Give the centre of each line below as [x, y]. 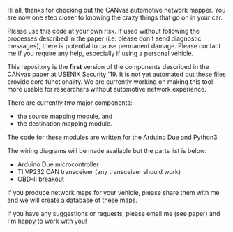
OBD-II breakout [41, 179]
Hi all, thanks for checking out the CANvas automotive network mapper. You [116, 10]
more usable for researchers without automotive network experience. [107, 89]
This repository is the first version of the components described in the [108, 67]
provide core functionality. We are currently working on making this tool [110, 82]
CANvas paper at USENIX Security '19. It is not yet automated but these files [117, 74]
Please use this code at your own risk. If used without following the [104, 31]
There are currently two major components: [70, 103]
